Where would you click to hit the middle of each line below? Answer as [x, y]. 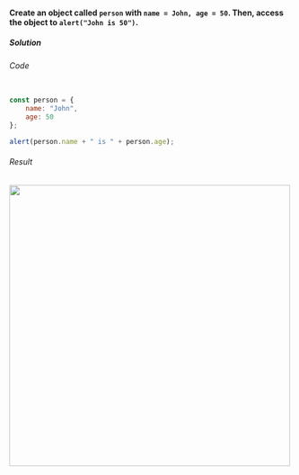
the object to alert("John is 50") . [74, 22]
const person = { [42, 100]
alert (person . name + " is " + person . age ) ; [92, 141]
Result [21, 162]
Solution [26, 43]
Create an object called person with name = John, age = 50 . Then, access [147, 13]
